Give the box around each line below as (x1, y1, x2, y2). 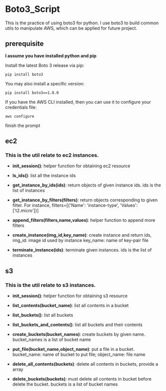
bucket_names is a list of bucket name (12, 336, 91, 343)
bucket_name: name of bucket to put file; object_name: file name (12, 351, 146, 358)
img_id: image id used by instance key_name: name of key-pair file (12, 237, 149, 244)
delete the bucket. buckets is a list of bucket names (12, 381, 118, 388)
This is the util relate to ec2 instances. (5, 152, 99, 159)
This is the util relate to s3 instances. (5, 281, 96, 288)
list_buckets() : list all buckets (12, 312, 74, 318)
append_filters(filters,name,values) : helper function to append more (12, 217, 156, 223)
